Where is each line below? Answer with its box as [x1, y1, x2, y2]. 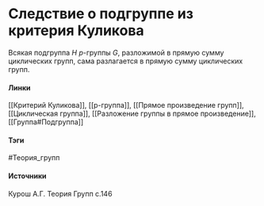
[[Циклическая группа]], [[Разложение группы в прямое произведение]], [8, 109, 256, 119]
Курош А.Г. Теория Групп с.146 [8, 189, 113, 198]
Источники [8, 171, 47, 181]
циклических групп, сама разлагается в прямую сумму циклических [8, 56, 243, 66]
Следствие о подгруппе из [8, 5, 194, 23]
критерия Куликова [8, 21, 144, 40]
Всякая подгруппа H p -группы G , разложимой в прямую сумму [8, 48, 224, 57]
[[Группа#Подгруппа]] [8, 117, 84, 127]
